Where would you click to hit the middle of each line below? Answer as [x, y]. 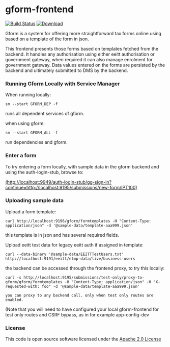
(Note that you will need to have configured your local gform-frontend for [82, 309]
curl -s [13, 277]
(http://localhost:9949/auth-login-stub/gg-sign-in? [59, 182]
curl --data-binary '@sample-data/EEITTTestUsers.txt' [65, 254]
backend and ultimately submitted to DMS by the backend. [67, 70]
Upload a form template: [31, 212]
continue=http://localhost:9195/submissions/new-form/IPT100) [71, 187]
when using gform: [25, 123]
